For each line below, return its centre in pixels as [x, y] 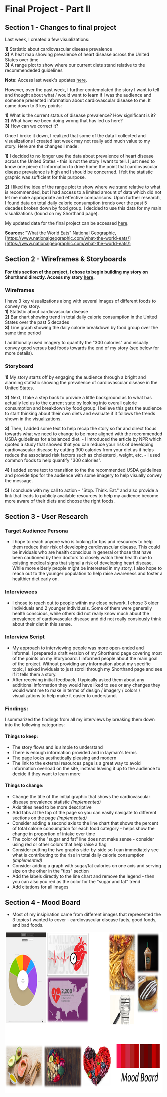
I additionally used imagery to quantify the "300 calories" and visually [77, 343]
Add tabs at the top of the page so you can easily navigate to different [84, 812]
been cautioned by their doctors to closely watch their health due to [82, 558]
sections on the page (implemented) [50, 818]
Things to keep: [22, 736]
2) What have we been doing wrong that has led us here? [64, 121]
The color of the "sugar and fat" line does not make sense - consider [83, 839]
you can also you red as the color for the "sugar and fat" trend [76, 881]
